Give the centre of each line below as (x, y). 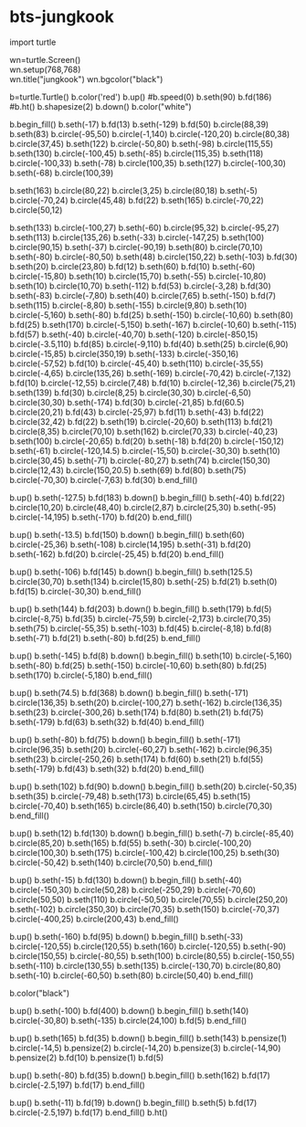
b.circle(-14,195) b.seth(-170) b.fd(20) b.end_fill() (101, 517)
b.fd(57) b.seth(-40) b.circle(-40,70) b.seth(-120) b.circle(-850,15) (134, 334)
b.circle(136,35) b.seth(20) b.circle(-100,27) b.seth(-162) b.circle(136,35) (146, 702)
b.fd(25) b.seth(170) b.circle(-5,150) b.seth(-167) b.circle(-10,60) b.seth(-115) (153, 324)
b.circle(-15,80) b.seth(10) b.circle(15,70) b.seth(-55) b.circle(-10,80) (138, 276)
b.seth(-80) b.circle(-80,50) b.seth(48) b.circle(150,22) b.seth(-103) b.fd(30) (153, 257)
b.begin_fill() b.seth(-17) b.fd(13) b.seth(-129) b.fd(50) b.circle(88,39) (139, 124)
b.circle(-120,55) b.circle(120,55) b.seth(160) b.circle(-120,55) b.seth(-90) (148, 946)
